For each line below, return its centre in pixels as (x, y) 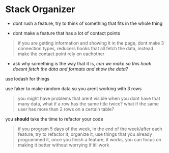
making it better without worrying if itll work (63, 145)
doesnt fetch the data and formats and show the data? (70, 69)
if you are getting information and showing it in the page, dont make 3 (91, 43)
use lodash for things (27, 79)
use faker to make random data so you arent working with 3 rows (74, 88)
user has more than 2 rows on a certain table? (66, 109)
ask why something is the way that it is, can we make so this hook (82, 63)
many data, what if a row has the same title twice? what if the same (88, 104)
